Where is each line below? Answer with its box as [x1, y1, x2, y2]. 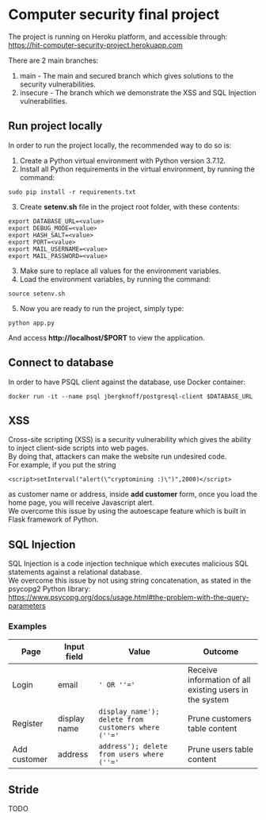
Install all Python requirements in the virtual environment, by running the [19, 164, 255, 174]
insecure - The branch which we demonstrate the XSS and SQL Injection [19, 87, 257, 97]
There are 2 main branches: [8, 56, 99, 65]
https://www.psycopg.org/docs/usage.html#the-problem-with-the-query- [8, 593, 249, 602]
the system [187, 695, 230, 706]
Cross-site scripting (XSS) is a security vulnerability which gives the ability [8, 435, 252, 445]
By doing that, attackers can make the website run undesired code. [8, 452, 227, 461]
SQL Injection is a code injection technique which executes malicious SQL [8, 559, 249, 568]
